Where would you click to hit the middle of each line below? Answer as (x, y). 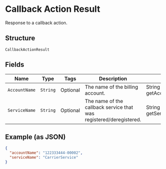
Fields (15, 65)
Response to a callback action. (36, 23)
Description (113, 78)
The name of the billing (111, 87)
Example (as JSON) (35, 137)
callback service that (109, 107)
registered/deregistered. (113, 119)
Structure (20, 38)
